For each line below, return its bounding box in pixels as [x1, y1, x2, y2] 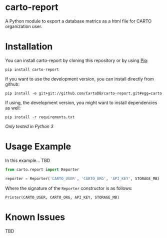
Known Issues [5, 211, 65, 222]
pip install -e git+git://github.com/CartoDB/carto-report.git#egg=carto [5, 90, 162, 96]
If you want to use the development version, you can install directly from [5, 75, 154, 81]
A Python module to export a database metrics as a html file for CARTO [5, 18, 152, 24]
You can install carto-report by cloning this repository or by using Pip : [5, 57, 148, 63]
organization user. [5, 23, 42, 29]
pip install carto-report [5, 67, 59, 72]
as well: [5, 104, 21, 111]
